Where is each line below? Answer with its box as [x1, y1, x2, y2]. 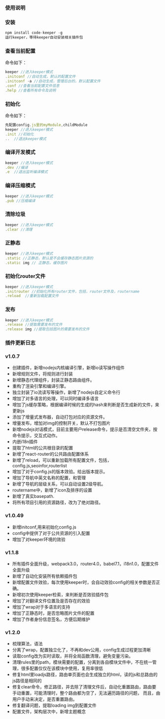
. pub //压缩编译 [5, 198, 35, 203]
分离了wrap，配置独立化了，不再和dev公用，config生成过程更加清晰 [12, 647, 151, 653]
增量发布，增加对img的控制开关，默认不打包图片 [12, 420, 111, 426]
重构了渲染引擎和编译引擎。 [12, 383, 69, 389]
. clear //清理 [5, 227, 33, 232]
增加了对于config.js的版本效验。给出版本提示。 [12, 469, 108, 475]
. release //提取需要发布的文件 [5, 322, 63, 327]
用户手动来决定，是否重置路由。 [12, 696, 77, 702]
